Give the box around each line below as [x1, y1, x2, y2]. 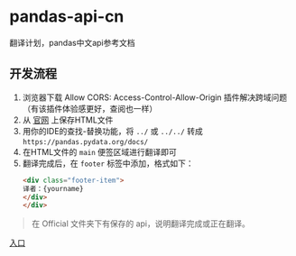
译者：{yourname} [22, 184, 84, 193]
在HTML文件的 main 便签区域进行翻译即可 [22, 146, 178, 157]
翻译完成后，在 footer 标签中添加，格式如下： [22, 158, 194, 169]
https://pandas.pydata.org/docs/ [22, 137, 149, 146]
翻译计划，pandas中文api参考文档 [9, 37, 135, 48]
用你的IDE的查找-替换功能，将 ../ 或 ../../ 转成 [22, 125, 203, 136]
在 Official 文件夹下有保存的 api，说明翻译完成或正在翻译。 [31, 218, 250, 229]
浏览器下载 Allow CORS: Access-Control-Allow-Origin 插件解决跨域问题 [22, 92, 288, 103]
